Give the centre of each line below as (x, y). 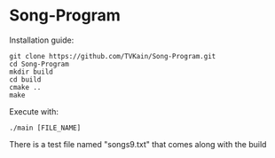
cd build (25, 79)
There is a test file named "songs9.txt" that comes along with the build (138, 144)
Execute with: (34, 111)
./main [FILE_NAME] (45, 128)
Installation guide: (42, 40)
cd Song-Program (39, 64)
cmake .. (25, 87)
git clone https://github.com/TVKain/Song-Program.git (113, 56)
